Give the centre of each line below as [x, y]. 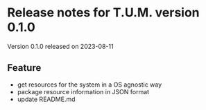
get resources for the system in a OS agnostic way [89, 85]
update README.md [46, 99]
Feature [24, 68]
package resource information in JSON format [83, 91]
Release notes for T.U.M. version [103, 13]
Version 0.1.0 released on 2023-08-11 [60, 46]
